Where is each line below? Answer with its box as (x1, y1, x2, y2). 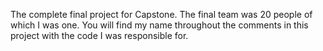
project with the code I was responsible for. (10, 30, 189, 41)
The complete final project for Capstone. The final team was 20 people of (10, 9, 313, 20)
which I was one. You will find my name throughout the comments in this (10, 19, 309, 31)
